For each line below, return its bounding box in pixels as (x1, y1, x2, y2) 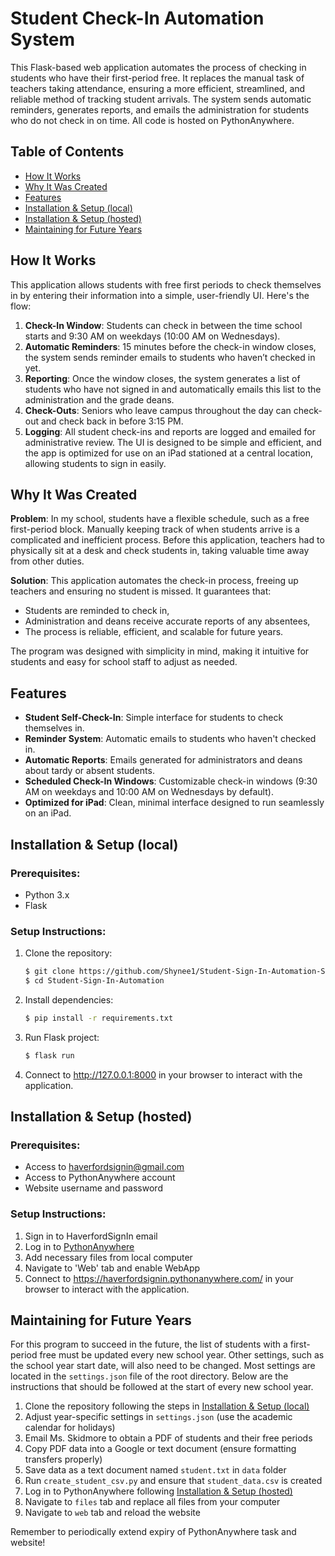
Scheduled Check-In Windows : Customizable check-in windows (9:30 (24, 775, 318, 787)
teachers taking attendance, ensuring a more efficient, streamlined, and (10, 82, 306, 94)
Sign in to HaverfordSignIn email (24, 1230, 158, 1242)
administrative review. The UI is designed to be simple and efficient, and (24, 436, 322, 448)
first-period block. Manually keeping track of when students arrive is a (10, 523, 300, 536)
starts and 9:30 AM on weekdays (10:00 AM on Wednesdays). (24, 330, 281, 342)
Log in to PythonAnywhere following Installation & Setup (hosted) (24, 1485, 293, 1497)
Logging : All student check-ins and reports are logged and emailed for (24, 425, 316, 437)
